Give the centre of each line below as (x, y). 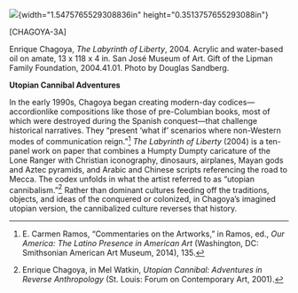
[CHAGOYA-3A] (38, 32)
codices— (236, 102)
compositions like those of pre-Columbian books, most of (165, 112)
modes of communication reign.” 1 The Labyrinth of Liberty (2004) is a (137, 140)
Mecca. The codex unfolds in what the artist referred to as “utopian (132, 179)
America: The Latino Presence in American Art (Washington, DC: (140, 243)
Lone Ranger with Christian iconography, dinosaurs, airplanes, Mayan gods (146, 160)
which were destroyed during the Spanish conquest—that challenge (133, 121)
